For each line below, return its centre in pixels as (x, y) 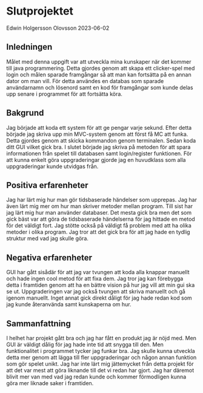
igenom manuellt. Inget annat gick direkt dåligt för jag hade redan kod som (99, 298)
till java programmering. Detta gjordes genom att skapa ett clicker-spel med (101, 68)
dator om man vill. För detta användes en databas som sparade (85, 81)
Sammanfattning (38, 324)
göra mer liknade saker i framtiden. (50, 383)
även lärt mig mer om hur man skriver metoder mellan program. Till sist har (99, 206)
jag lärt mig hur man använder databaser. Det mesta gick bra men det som (99, 213)
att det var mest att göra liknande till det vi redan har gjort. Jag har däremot (100, 370)
